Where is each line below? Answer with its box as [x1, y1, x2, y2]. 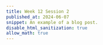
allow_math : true [6, 30, 49, 36]
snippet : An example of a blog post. [6, 19, 98, 25]
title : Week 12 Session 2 [6, 8, 69, 15]
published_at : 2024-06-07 [6, 14, 69, 20]
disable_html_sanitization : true [6, 25, 88, 31]
